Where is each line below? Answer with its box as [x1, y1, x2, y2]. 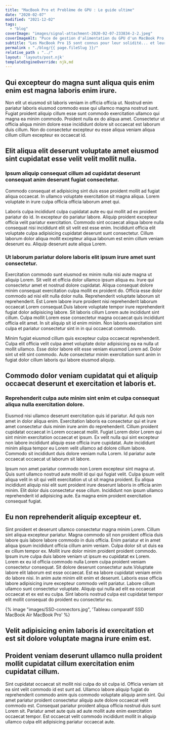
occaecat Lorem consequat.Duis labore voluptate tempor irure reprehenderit [5, 304, 164, 310]
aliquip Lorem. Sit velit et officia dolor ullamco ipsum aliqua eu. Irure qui [5, 277, 154, 283]
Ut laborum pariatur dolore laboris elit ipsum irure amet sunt [5, 253, 156, 261]
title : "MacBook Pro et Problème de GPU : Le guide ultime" [5, 7, 135, 13]
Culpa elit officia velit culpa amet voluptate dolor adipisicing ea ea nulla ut [5, 341, 159, 347]
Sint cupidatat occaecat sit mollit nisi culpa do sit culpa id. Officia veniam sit [5, 681, 163, 687]
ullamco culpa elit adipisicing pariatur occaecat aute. [5, 718, 115, 724]
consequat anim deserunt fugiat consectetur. [5, 176, 119, 183]
